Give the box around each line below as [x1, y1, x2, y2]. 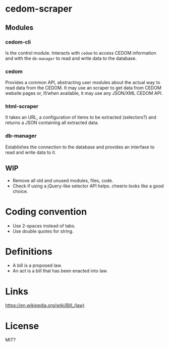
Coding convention [5, 206, 87, 217]
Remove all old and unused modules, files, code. [12, 177, 114, 183]
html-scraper [5, 103, 39, 110]
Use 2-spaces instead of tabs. [12, 222, 76, 228]
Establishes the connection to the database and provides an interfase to [5, 144, 155, 150]
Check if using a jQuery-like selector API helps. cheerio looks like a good [12, 183, 164, 189]
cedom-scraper [5, 3, 72, 15]
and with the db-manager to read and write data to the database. [5, 55, 137, 61]
